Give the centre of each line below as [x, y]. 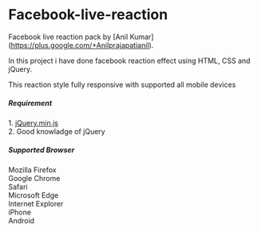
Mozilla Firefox [32, 170]
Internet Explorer [36, 203]
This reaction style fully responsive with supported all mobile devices [122, 85]
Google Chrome [34, 178]
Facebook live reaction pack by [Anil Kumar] [81, 37]
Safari [18, 187]
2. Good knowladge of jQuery [57, 131]
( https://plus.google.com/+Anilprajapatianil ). [81, 45]
